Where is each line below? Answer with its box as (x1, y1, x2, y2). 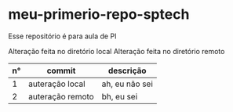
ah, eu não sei (101, 78, 153, 89)
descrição (107, 65, 147, 76)
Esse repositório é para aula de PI (8, 31, 117, 41)
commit (46, 65, 76, 76)
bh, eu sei (101, 91, 138, 102)
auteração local (28, 78, 86, 89)
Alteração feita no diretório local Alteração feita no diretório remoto (8, 46, 225, 56)
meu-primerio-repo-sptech (8, 5, 190, 23)
